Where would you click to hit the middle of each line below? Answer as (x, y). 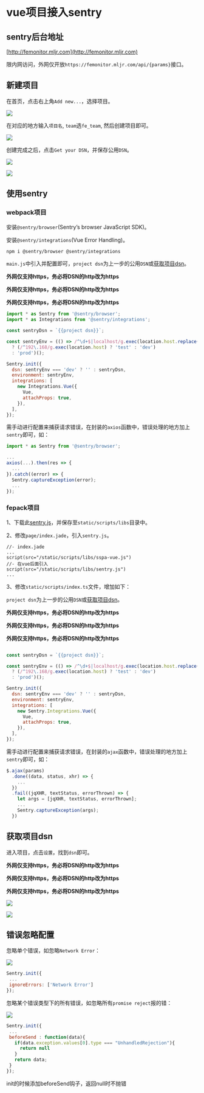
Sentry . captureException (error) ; (54, 480)
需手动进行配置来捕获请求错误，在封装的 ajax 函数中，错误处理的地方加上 (97, 751)
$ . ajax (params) (25, 771)
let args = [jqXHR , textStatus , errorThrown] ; (77, 799)
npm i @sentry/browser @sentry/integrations (63, 251)
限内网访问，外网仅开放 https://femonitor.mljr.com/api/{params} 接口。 (97, 64)
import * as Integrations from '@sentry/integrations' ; (78, 320)
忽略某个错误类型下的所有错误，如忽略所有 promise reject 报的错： (89, 1003)
